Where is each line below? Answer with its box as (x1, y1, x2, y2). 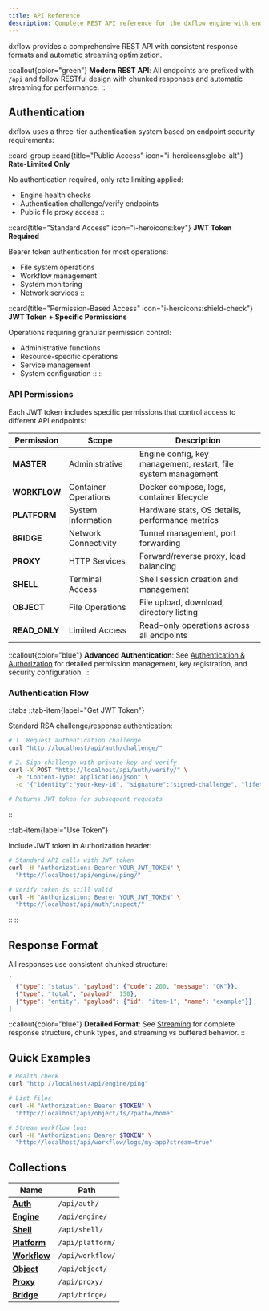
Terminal (69, 573, 102, 585)
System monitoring (19, 280, 82, 289)
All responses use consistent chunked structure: (8, 960, 168, 969)
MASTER (12, 458, 46, 469)
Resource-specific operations (19, 352, 118, 362)
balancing (139, 560, 177, 572)
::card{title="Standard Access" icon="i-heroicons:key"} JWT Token (8, 223, 232, 233)
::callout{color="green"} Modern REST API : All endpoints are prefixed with (8, 65, 254, 75)
